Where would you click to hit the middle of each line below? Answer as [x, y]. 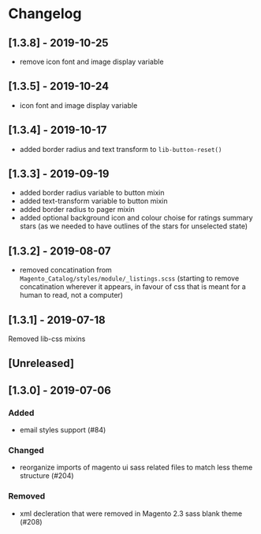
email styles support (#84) [63, 430]
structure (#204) [47, 476]
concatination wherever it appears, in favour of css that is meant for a [132, 287]
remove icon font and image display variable [91, 61]
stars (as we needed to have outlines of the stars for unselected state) [134, 226]
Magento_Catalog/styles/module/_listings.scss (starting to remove [129, 278]
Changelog [45, 14]
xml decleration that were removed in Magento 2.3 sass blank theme [131, 514]
